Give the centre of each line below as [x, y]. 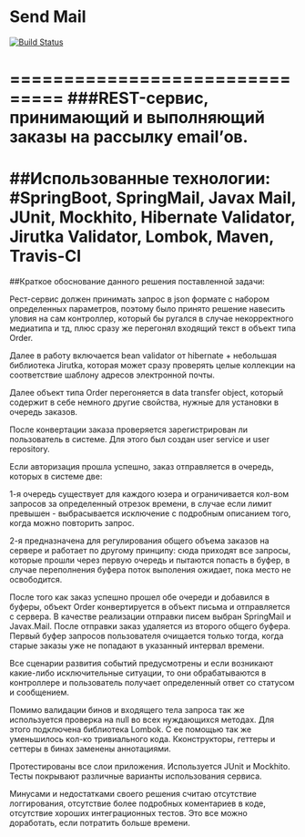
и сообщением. [40, 692]
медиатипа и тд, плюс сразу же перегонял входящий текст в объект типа [152, 328]
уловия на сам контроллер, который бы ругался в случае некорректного [152, 319]
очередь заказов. [44, 412]
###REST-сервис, [138, 98]
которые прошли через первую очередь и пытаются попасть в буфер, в [150, 560]
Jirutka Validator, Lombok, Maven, [142, 237]
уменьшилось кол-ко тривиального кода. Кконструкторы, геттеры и [142, 739]
